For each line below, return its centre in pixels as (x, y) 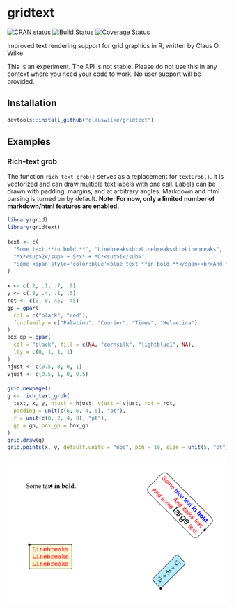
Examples (29, 142)
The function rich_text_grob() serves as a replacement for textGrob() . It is (116, 177)
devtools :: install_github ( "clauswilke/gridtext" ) (81, 120)
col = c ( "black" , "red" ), (51, 315)
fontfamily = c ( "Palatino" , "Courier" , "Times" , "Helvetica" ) (106, 323)
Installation (32, 103)
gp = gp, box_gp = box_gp (51, 425)
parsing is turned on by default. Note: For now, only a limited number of (111, 199)
